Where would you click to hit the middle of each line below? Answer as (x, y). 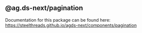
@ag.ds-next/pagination (44, 8)
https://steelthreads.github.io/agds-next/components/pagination (71, 25)
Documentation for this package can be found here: (58, 20)
